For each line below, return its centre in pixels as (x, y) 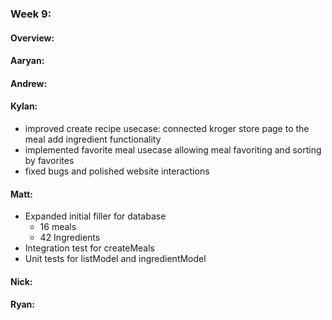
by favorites (49, 160)
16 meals (58, 227)
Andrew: (29, 83)
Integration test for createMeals (90, 248)
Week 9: (31, 14)
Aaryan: (27, 61)
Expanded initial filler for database (95, 216)
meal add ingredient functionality (93, 139)
